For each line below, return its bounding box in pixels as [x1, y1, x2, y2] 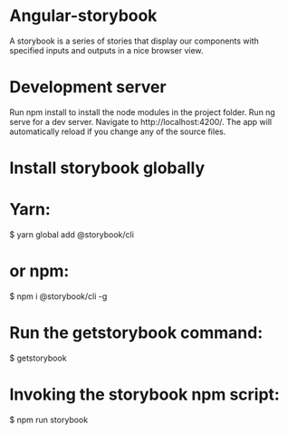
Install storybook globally [9, 158, 206, 178]
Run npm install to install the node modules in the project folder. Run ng [9, 106, 276, 118]
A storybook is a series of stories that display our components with [9, 35, 260, 46]
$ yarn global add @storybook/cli [9, 229, 134, 240]
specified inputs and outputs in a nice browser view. [9, 44, 204, 55]
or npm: [9, 261, 70, 282]
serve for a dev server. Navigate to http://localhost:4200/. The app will [9, 116, 273, 127]
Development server [9, 77, 167, 98]
